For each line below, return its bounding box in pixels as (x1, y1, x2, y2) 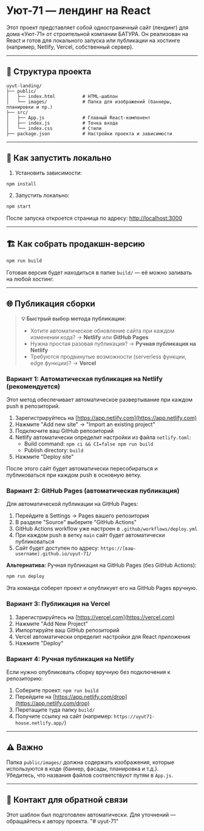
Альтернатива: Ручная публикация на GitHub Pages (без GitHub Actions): (6, 561, 197, 569)
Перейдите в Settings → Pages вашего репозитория (15, 512, 150, 519)
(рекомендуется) (6, 382, 61, 390)
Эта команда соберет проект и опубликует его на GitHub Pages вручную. (6, 584, 197, 592)
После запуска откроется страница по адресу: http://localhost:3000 (6, 214, 182, 222)
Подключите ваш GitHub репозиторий (15, 427, 114, 435)
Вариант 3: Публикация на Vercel (6, 600, 110, 608)
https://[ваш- (100, 545, 137, 552)
